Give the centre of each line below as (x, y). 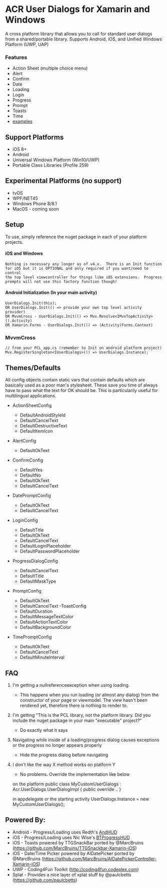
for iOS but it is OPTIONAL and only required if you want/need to (77, 268)
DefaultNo (30, 475)
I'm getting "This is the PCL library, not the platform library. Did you (81, 715)
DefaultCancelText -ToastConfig (53, 606)
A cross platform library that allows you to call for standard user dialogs (79, 34)
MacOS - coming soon (35, 209)
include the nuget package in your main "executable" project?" (77, 720)
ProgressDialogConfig (35, 561)
